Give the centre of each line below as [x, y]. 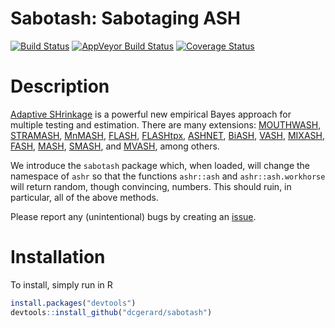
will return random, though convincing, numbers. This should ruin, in [151, 186]
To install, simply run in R [61, 284]
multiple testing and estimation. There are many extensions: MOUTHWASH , [166, 124]
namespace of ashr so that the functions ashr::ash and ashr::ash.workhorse [168, 176]
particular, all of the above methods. [84, 197]
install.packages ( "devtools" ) [73, 303]
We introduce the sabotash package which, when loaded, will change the [160, 165]
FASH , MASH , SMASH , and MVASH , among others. [115, 146]
